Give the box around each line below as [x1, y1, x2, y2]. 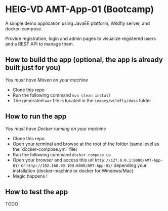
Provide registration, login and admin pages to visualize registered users [5, 35, 156, 41]
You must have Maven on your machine [5, 77, 89, 83]
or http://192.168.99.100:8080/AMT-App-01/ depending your [21, 162, 147, 168]
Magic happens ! [12, 173, 48, 179]
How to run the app [5, 112, 67, 121]
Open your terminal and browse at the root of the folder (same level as [12, 141, 159, 147]
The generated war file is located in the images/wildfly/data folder [12, 97, 151, 103]
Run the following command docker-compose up [12, 151, 111, 157]
